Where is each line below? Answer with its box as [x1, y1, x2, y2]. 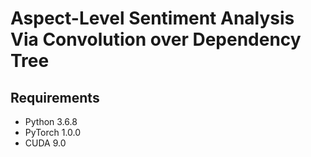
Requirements [10, 89, 100, 106]
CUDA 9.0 [24, 137, 67, 149]
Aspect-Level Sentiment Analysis [10, 7, 295, 30]
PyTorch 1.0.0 [24, 127, 82, 138]
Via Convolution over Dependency [10, 28, 302, 51]
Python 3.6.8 [24, 116, 78, 127]
